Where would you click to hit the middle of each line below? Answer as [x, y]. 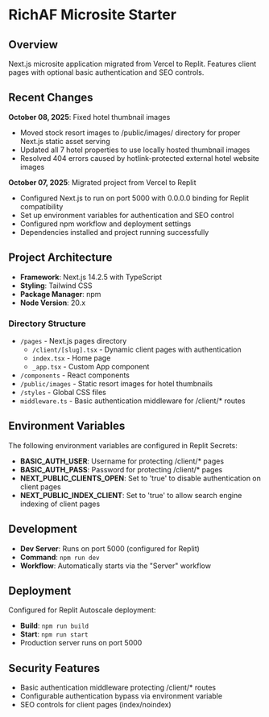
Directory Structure [47, 323]
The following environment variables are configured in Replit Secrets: [123, 445]
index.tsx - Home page [71, 358]
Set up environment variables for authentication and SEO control [127, 215]
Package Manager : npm [60, 294]
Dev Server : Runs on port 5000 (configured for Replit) [110, 548]
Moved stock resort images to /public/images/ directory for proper [130, 132]
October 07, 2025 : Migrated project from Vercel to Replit [102, 182]
